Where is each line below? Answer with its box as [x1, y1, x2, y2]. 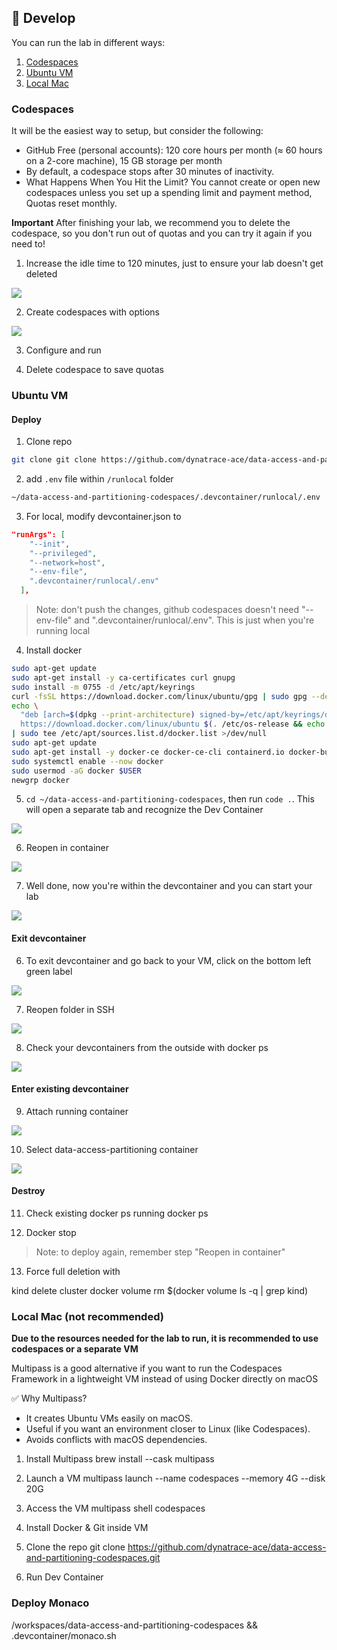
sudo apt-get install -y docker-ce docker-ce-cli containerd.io [11, 747, 285, 757]
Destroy [11, 1185, 46, 1197]
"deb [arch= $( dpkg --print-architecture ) [20, 710, 196, 720]
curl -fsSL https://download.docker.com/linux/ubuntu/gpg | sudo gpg [11, 691, 308, 701]
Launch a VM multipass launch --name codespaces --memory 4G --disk [25, 1472, 326, 1485]
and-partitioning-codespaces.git [25, 1552, 161, 1564]
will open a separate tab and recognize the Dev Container [25, 804, 264, 816]
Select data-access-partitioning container [25, 1143, 199, 1155]
